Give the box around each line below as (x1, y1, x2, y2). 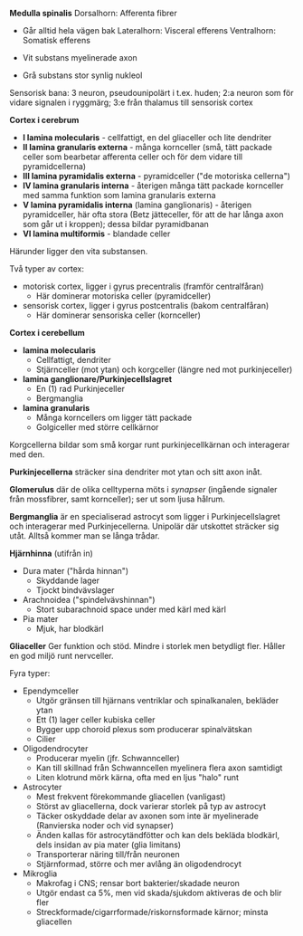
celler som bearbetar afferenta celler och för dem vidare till (22, 151, 242, 162)
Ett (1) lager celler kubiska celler (35, 714, 156, 725)
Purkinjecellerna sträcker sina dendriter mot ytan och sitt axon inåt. (9, 466, 262, 477)
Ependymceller (22, 685, 80, 696)
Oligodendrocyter (22, 743, 89, 754)
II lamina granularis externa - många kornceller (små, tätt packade (22, 142, 273, 152)
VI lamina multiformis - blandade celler (22, 228, 171, 239)
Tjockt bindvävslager (35, 585, 115, 596)
